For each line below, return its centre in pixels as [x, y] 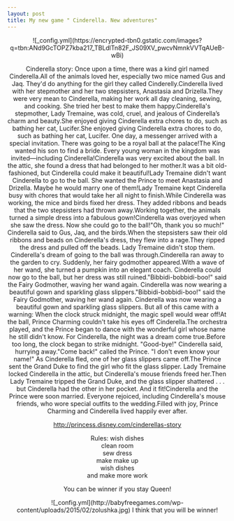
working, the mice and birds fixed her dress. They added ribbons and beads [117, 202]
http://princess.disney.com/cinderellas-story [117, 424]
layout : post [26, 14]
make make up [117, 460]
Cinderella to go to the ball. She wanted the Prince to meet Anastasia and [117, 180]
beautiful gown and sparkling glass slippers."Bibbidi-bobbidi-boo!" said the [117, 292]
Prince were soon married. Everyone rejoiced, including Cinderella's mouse [117, 396]
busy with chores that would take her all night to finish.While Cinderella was [117, 195]
